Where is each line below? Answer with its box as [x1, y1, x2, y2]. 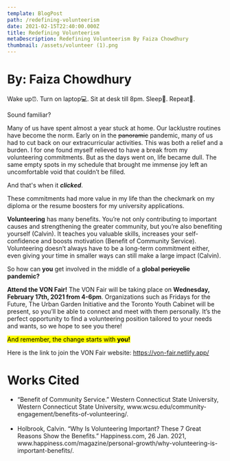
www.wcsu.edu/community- [126, 403, 207, 411]
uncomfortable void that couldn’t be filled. [7, 168, 126, 176]
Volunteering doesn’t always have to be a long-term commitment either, [7, 244, 210, 252]
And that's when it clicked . [7, 181, 84, 189]
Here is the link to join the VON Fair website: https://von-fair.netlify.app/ [7, 348, 209, 357]
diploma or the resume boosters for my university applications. [7, 201, 185, 210]
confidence [7, 236, 40, 245]
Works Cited [7, 372, 80, 388]
